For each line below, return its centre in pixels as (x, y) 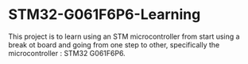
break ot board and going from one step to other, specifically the (114, 44)
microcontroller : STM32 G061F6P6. (67, 53)
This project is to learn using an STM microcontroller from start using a (124, 36)
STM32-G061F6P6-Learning (105, 15)
